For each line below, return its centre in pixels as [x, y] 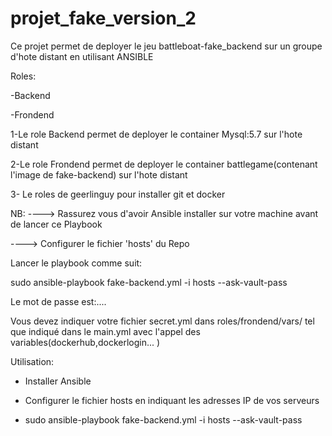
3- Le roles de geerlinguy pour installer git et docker [118, 194]
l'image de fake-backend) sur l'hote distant [99, 174]
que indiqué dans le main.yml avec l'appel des [105, 331]
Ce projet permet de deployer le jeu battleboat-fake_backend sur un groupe [166, 46]
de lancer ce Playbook [56, 224]
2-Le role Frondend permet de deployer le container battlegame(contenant [164, 164]
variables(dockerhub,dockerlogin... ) [85, 342]
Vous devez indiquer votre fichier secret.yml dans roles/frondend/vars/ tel [162, 321]
